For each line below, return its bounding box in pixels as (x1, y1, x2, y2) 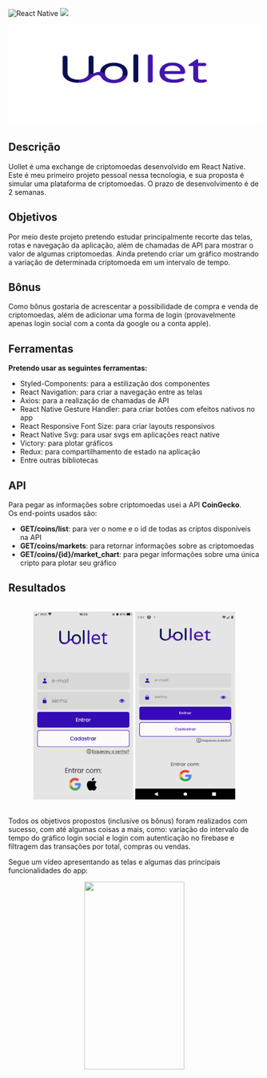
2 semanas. (8, 187, 46, 196)
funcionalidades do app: (8, 866, 88, 875)
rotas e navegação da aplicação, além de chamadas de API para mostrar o (8, 240, 254, 250)
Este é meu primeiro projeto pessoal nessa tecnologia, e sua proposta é (8, 170, 245, 180)
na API (19, 533, 42, 543)
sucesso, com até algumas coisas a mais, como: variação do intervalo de (8, 824, 249, 834)
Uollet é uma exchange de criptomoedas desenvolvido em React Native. (8, 161, 246, 172)
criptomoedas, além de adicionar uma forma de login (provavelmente (8, 310, 236, 320)
